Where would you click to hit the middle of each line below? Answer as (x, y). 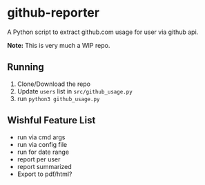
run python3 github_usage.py (58, 98)
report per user (39, 159)
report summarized (45, 166)
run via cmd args (41, 137)
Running (26, 67)
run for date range (43, 152)
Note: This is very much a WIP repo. (59, 45)
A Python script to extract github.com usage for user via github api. (103, 32)
